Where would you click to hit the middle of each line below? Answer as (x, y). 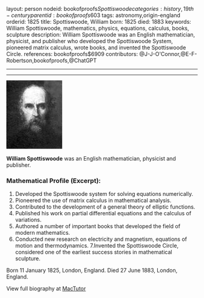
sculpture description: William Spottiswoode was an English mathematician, (101, 35)
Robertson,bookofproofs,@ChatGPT (52, 61)
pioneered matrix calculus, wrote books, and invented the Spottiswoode (96, 47)
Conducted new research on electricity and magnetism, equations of (101, 239)
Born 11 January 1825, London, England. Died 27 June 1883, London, (92, 271)
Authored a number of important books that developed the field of (98, 226)
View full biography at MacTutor (46, 289)
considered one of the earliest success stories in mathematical (93, 252)
